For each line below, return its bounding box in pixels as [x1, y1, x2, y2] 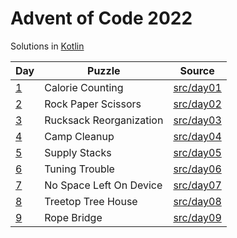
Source [179, 63, 215, 77]
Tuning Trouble [44, 162, 115, 176]
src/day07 [173, 178, 222, 192]
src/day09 [173, 210, 222, 224]
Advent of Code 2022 [10, 7, 193, 30]
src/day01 [173, 80, 222, 94]
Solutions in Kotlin [10, 40, 85, 52]
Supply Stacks [44, 145, 112, 159]
